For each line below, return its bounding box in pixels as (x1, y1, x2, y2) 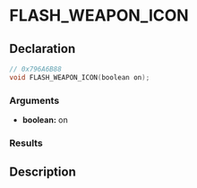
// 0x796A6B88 (9, 64, 63, 73)
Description (9, 165, 76, 180)
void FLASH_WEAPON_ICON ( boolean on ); (9, 73, 150, 81)
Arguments (9, 94, 60, 107)
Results (9, 136, 43, 149)
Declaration (9, 41, 76, 56)
